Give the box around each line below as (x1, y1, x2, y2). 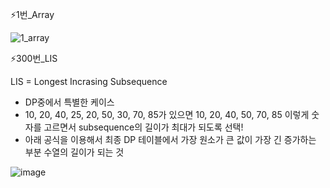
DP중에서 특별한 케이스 (24, 96, 115, 108)
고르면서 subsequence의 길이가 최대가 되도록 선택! (43, 121, 244, 133)
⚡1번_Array (10, 9, 55, 20)
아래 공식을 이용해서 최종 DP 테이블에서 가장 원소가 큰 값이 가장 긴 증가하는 (24, 134, 317, 145)
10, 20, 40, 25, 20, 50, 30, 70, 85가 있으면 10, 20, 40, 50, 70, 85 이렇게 (24, 109, 310, 120)
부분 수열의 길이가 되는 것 (24, 146, 125, 158)
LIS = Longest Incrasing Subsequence (10, 76, 168, 87)
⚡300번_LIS (10, 53, 58, 64)
